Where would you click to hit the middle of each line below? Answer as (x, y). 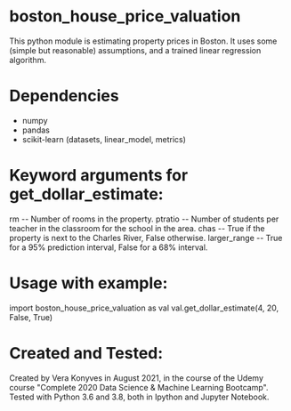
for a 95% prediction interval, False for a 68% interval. (109, 247)
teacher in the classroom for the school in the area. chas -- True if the (137, 228)
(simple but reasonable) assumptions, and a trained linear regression (135, 50)
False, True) (31, 317)
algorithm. (28, 60)
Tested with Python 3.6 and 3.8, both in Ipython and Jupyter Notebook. (139, 397)
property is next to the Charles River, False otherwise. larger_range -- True (146, 238)
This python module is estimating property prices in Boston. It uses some (143, 41)
